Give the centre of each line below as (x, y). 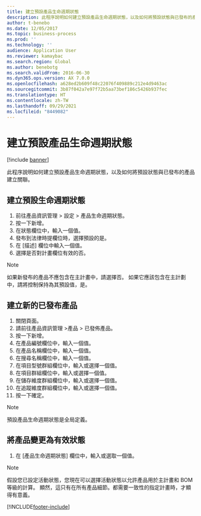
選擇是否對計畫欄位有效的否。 (52, 253)
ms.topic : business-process (42, 34)
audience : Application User (42, 51)
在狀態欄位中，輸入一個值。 (50, 231)
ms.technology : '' (30, 45)
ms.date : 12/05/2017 (33, 28)
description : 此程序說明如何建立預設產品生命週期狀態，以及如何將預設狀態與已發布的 (100, 17)
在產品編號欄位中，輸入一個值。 (55, 343)
